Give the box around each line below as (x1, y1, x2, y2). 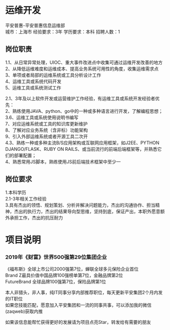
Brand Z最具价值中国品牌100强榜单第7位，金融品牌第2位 (5, 272, 123, 278)
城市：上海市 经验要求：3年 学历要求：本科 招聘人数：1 (5, 28, 120, 34)
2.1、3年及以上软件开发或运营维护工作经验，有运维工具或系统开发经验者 (5, 95, 155, 101)
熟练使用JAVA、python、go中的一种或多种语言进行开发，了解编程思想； (12, 108, 163, 114)
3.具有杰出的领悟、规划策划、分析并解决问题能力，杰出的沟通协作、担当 (5, 202, 156, 208)
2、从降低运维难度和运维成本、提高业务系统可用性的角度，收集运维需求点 (5, 65, 159, 71)
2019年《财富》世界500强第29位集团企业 (5, 254, 107, 261)
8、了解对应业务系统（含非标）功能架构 (5, 127, 88, 133)
